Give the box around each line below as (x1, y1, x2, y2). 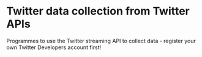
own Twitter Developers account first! (6, 44, 102, 51)
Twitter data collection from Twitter (6, 4, 190, 18)
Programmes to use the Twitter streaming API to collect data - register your (6, 37, 196, 44)
